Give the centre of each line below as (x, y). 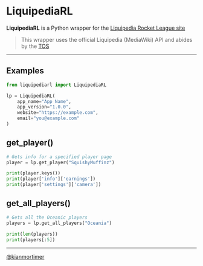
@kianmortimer (25, 257)
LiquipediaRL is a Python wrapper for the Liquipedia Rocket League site (96, 28)
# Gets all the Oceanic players (47, 217)
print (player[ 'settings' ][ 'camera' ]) (54, 185)
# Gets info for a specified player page (59, 157)
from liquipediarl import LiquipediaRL (56, 85)
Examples (25, 71)
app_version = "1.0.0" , (44, 107)
